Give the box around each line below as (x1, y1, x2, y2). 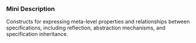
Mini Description (6, 5, 55, 13)
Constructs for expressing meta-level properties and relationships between (6, 18, 190, 25)
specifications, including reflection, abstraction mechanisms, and (6, 24, 166, 31)
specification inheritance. (6, 31, 68, 38)
